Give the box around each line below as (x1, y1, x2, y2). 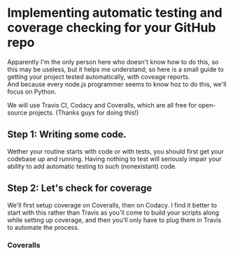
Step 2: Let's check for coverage (7, 182, 153, 194)
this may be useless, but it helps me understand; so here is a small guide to (7, 65, 224, 73)
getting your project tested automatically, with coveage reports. (7, 72, 190, 81)
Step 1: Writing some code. (7, 129, 127, 140)
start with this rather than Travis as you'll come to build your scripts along (7, 208, 219, 217)
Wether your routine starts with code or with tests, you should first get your (7, 147, 224, 155)
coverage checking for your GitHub (7, 20, 216, 36)
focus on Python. (7, 87, 57, 96)
